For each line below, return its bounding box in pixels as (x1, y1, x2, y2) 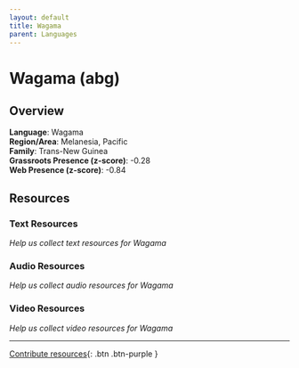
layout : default (9, 12, 69, 22)
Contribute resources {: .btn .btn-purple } (9, 348, 158, 359)
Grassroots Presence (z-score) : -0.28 (9, 155, 151, 166)
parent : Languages (9, 29, 77, 38)
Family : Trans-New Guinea (9, 146, 109, 157)
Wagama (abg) (9, 68, 120, 88)
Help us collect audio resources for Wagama (9, 280, 174, 290)
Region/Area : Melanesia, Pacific (9, 136, 128, 147)
